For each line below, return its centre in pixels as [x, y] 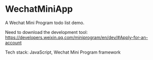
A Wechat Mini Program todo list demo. [45, 23]
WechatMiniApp [39, 9]
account [14, 42]
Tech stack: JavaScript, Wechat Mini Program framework [63, 52]
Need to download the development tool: [46, 32]
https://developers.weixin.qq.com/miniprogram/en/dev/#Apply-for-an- [77, 37]
